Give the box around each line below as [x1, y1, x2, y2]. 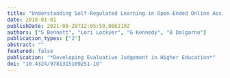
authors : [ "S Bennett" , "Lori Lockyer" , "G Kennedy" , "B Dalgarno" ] [7, 28, 207, 36]
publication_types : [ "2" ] [7, 35, 81, 42]
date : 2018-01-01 [7, 16, 57, 23]
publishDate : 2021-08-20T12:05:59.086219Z [7, 22, 130, 29]
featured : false [7, 48, 53, 55]
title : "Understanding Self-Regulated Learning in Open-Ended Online [7, 9, 210, 17]
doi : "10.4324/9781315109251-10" [7, 60, 103, 67]
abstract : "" [7, 41, 44, 48]
